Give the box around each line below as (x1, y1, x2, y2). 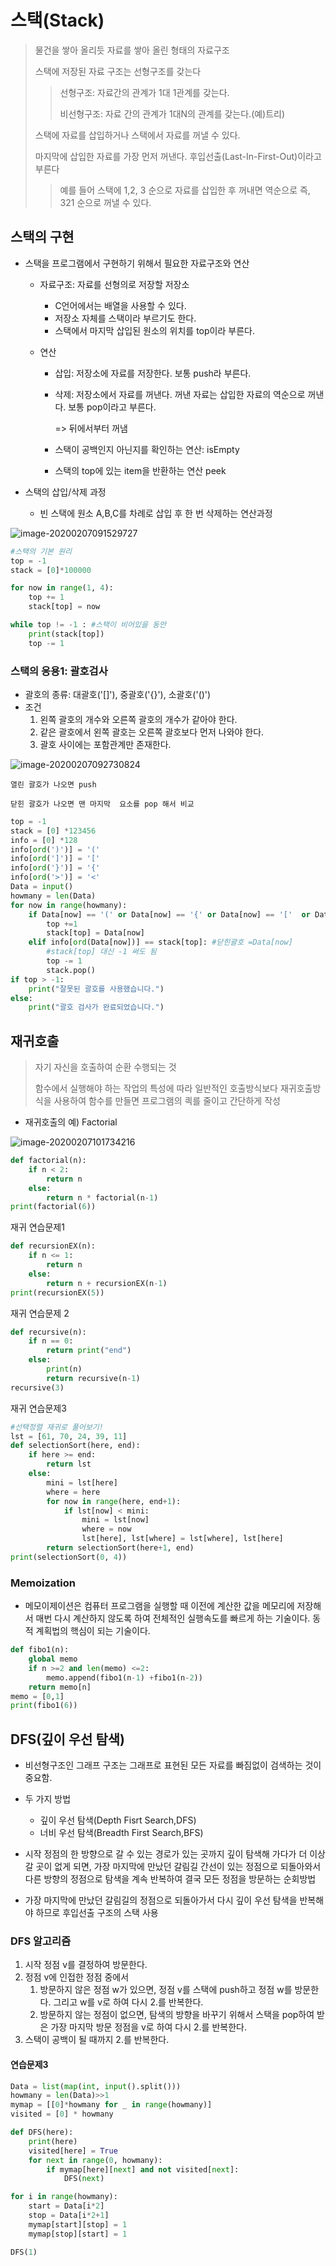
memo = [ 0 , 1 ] (10, 1691, 65, 1701)
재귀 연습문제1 (10, 1221, 65, 1233)
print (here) (28, 2136, 78, 2146)
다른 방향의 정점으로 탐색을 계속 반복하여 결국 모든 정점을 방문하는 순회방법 (24, 1873, 317, 1885)
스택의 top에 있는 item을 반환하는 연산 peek (54, 464, 227, 476)
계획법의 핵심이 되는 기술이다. (35, 1625, 151, 1637)
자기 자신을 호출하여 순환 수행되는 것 (34, 1061, 177, 1073)
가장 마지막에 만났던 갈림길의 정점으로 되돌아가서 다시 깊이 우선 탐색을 (24, 1894, 298, 1906)
